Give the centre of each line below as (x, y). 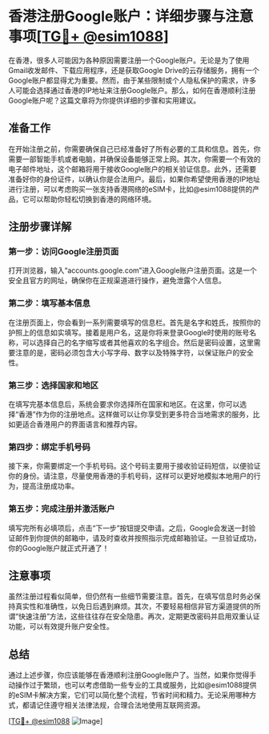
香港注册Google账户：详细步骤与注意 (131, 16)
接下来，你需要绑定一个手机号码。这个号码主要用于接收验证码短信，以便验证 (134, 466)
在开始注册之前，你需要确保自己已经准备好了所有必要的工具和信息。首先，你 (134, 148)
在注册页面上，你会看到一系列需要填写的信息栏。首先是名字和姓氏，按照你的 (134, 322)
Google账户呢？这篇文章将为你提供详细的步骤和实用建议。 (104, 100)
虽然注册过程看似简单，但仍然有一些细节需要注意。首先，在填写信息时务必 (131, 596)
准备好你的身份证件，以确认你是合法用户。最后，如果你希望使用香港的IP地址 (134, 179)
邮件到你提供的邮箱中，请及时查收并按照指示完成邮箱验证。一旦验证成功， (138, 537)
